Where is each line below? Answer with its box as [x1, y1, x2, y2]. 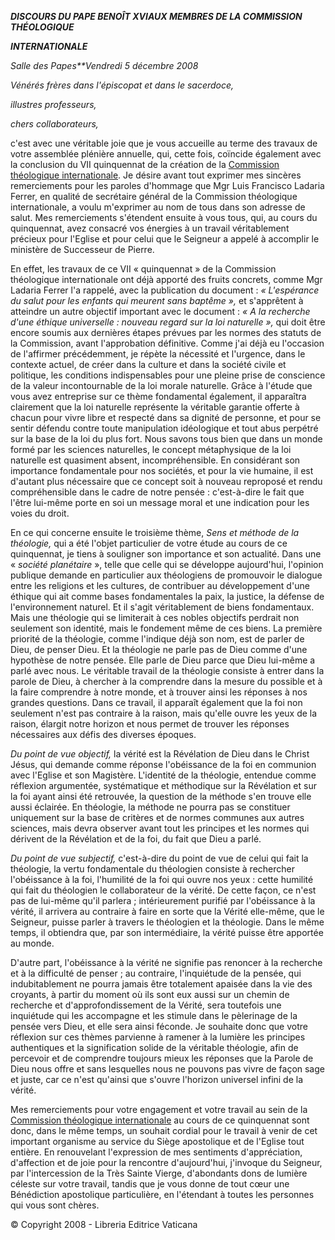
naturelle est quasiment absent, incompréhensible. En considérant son [10, 454, 301, 466]
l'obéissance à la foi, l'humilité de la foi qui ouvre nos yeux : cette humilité [10, 874, 314, 885]
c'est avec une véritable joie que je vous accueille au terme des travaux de [10, 137, 318, 149]
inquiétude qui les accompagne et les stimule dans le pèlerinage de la [10, 1010, 298, 1021]
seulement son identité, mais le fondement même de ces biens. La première [10, 622, 323, 634]
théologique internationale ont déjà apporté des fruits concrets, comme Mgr [10, 274, 323, 285]
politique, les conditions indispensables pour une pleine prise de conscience [10, 369, 326, 381]
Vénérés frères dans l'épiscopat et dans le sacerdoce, [10, 79, 235, 91]
